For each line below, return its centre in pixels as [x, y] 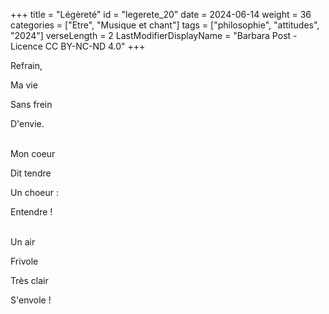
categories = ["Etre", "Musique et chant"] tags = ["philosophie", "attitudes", [165, 25]
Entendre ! [31, 212]
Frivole [24, 261]
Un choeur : [34, 192]
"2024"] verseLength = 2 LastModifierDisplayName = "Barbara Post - [154, 35]
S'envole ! [31, 300]
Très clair [29, 280]
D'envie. [27, 123]
